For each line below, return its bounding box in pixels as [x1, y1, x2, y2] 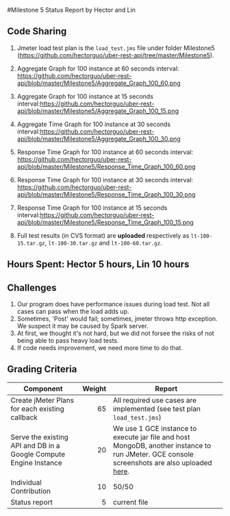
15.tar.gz [16, 240, 46, 247]
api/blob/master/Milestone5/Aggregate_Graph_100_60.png [16, 79, 181, 87]
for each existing [10, 404, 65, 413]
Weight [81, 384, 107, 393]
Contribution [10, 486, 51, 495]
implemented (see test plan [112, 404, 201, 413]
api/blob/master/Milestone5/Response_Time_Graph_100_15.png [16, 218, 194, 226]
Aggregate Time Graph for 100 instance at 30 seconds [16, 120, 171, 128]
